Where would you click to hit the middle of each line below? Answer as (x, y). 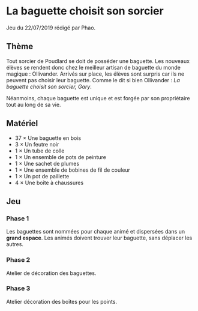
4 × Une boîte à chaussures (49, 183)
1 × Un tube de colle (40, 151)
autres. (15, 244)
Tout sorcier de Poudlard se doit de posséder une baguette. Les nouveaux (98, 61)
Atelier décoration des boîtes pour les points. (62, 301)
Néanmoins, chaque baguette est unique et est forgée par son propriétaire (98, 98)
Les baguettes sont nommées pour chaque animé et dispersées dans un (96, 232)
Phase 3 (18, 288)
